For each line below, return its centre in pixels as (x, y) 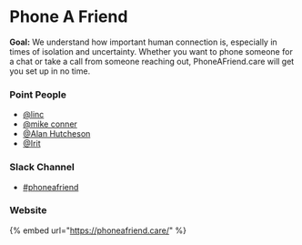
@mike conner (50, 124)
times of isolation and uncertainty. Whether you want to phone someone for (151, 51)
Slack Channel (42, 168)
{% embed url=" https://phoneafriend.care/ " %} (98, 230)
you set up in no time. (50, 71)
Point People (38, 95)
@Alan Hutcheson (56, 134)
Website (28, 210)
